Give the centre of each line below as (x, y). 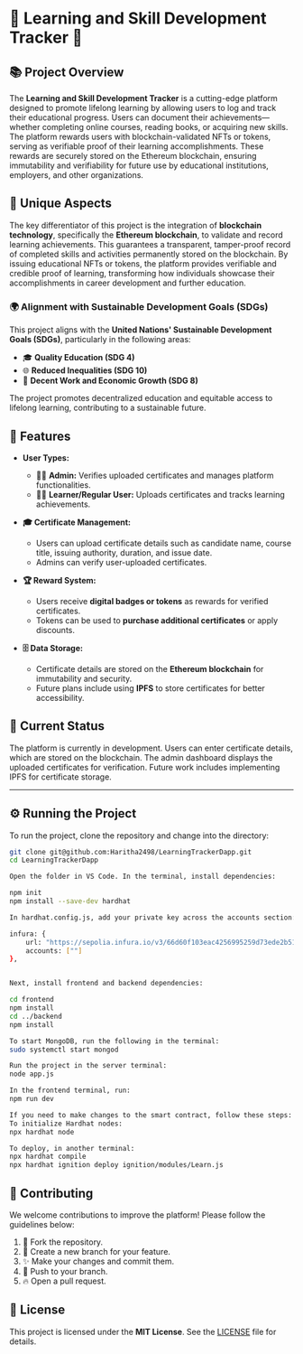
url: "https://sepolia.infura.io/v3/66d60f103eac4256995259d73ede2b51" (163, 942)
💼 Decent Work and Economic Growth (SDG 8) (110, 381)
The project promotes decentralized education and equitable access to (141, 398)
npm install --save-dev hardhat (70, 901)
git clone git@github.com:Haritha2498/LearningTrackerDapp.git (131, 852)
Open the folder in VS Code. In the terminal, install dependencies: (143, 877)
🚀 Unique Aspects (61, 204)
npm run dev (32, 1099)
